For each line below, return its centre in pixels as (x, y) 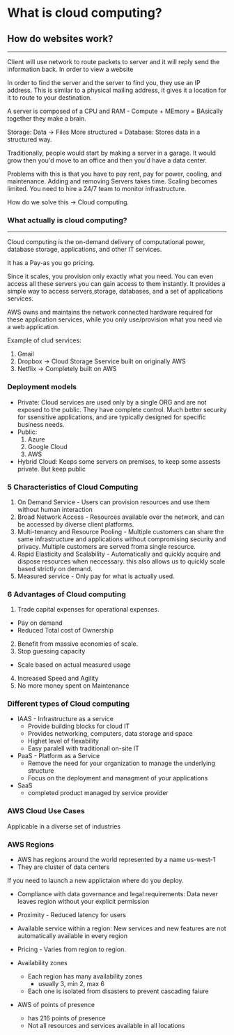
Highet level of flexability (63, 741)
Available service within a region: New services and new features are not (122, 928)
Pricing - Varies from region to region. (72, 949)
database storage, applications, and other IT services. (85, 250)
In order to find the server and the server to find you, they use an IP (104, 83)
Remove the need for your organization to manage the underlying (122, 763)
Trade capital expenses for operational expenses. (88, 610)
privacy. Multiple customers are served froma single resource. (107, 546)
